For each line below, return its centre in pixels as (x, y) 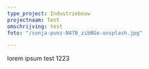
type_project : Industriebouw (49, 13)
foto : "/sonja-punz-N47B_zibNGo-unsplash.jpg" (75, 33)
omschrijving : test (35, 26)
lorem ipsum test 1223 (38, 59)
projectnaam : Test (33, 20)
